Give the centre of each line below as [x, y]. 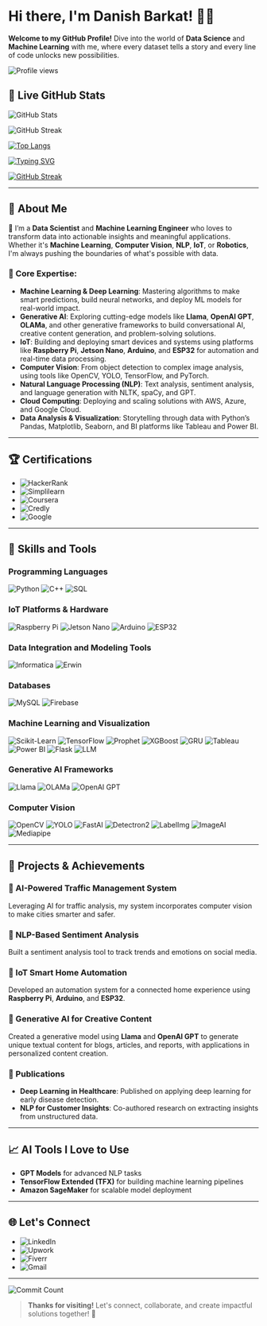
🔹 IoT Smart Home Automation [68, 973]
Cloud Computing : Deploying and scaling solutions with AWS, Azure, [133, 401]
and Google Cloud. [50, 409]
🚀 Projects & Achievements [77, 866]
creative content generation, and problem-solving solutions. [118, 333]
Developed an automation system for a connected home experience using [129, 990]
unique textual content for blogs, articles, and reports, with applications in [129, 1045]
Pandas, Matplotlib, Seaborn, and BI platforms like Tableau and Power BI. [139, 426]
